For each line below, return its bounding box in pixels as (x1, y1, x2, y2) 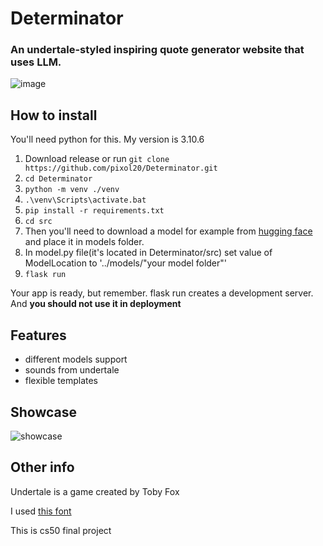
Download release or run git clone (24, 153, 170, 165)
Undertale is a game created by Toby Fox (10, 485, 180, 497)
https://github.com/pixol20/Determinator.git (24, 163, 218, 174)
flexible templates (24, 375, 99, 387)
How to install (10, 107, 98, 124)
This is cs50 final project (10, 524, 112, 536)
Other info (10, 459, 75, 476)
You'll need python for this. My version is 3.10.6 (10, 133, 205, 146)
